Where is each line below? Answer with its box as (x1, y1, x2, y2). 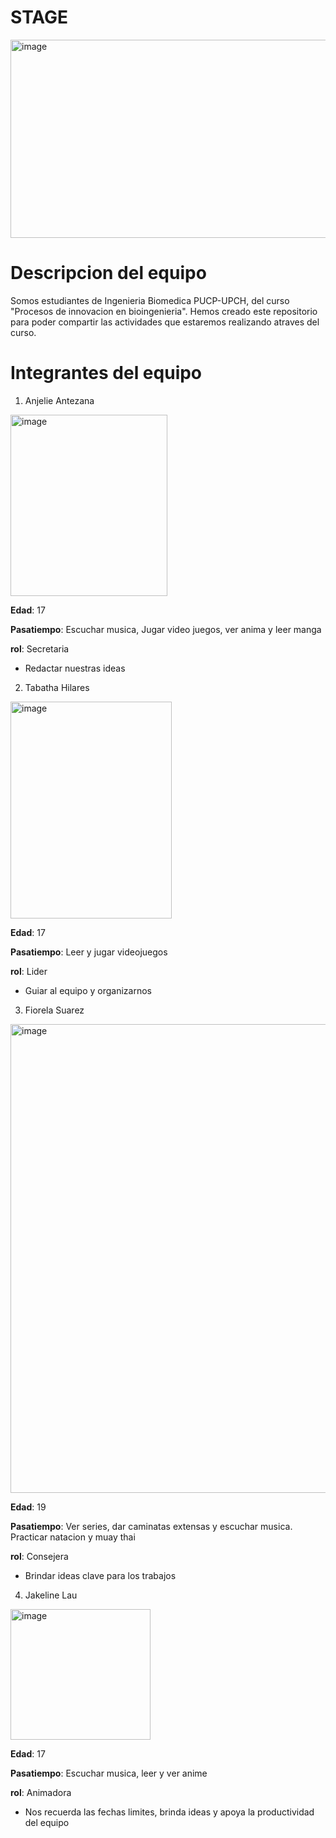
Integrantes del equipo (10, 362, 203, 385)
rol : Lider (10, 965, 48, 977)
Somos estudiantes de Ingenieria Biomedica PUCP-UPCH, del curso (10, 294, 290, 306)
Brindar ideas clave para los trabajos (24, 1569, 177, 1581)
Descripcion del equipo (10, 262, 207, 285)
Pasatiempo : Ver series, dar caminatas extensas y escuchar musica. (10, 1520, 293, 1532)
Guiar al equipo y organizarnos (24, 984, 152, 996)
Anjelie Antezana (24, 394, 95, 406)
